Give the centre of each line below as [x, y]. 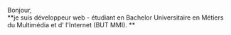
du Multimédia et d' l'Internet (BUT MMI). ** [71, 25]
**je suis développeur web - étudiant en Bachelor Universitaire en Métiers [116, 17]
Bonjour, [20, 10]
